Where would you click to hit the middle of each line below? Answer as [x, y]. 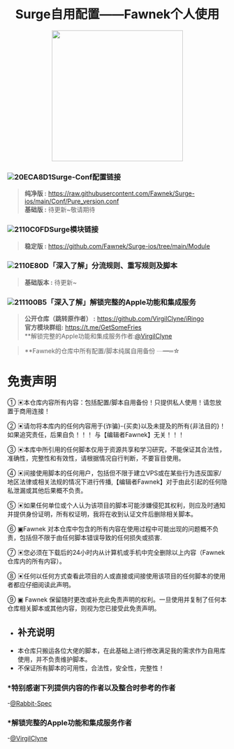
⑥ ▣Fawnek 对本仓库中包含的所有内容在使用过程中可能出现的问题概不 [110, 529]
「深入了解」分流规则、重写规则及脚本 [113, 266]
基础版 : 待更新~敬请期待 [60, 209]
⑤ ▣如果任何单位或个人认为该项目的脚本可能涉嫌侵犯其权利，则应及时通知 [116, 505]
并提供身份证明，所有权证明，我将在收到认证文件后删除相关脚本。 [102, 514]
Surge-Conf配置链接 [86, 177]
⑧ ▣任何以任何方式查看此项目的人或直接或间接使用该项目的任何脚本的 [110, 576]
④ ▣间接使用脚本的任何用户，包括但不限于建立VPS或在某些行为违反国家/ [115, 473]
